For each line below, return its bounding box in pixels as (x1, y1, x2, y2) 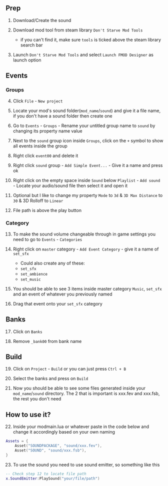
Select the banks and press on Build (12, 375, 88, 381)
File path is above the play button (12, 207, 82, 213)
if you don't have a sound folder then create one (12, 112, 113, 119)
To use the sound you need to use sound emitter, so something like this (12, 461, 160, 467)
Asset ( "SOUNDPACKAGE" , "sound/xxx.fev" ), (14, 443, 102, 448)
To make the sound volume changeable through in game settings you (12, 231, 156, 237)
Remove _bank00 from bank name (12, 338, 82, 344)
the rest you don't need (12, 396, 61, 402)
